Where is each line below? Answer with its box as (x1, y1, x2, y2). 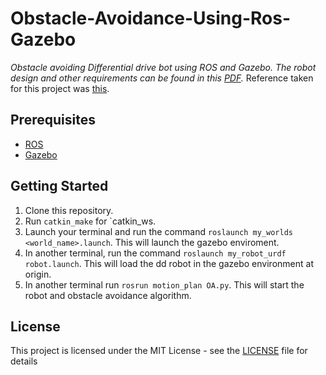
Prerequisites (10, 112, 96, 129)
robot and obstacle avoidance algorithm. (24, 289, 192, 301)
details (10, 355, 38, 367)
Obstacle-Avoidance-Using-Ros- (10, 7, 292, 30)
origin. (24, 268, 52, 280)
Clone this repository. (24, 204, 114, 216)
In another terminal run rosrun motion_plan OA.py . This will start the (24, 278, 305, 291)
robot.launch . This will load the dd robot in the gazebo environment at (24, 257, 314, 269)
